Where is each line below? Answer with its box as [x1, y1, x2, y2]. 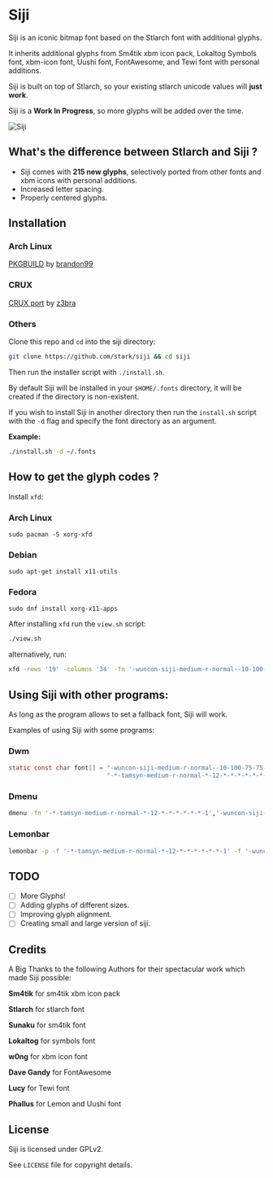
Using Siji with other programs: [8, 687, 169, 701]
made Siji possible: [8, 973, 71, 983]
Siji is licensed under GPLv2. [8, 1145, 104, 1154]
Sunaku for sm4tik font [8, 1020, 87, 1030]
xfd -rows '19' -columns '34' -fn [8, 665, 126, 674]
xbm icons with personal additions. [19, 175, 137, 185]
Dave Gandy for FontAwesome [8, 1067, 112, 1077]
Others [8, 318, 37, 329]
